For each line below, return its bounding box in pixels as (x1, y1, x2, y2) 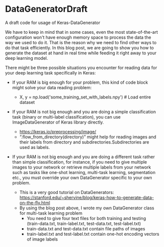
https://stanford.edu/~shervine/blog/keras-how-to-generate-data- (19, 195, 154, 200)
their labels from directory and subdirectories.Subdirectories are (19, 139, 149, 145)
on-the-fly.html (19, 199, 50, 205)
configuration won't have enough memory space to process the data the (5, 34, 151, 40)
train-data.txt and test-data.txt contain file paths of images (26, 225, 145, 231)
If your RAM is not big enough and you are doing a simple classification (12, 109, 156, 115)
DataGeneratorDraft (5, 3, 88, 15)
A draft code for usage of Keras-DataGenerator (5, 20, 100, 25)
